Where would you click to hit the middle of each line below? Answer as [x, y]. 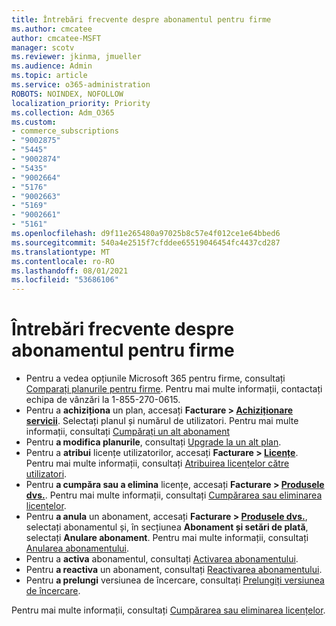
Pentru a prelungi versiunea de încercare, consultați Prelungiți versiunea [175, 580]
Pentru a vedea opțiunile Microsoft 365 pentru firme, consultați [155, 378]
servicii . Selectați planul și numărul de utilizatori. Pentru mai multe [162, 421]
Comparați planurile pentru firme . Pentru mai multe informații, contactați [174, 389]
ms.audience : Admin [52, 66]
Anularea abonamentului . [77, 548]
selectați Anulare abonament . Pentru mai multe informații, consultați [167, 538]
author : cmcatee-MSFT [56, 38]
